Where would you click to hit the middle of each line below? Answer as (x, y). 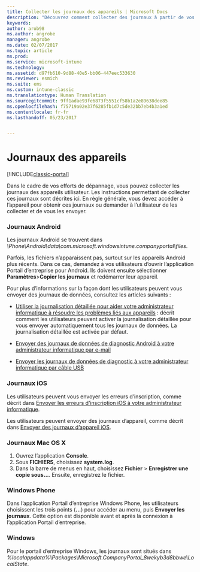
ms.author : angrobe (31, 34)
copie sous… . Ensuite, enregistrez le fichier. (70, 475)
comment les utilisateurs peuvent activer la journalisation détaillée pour (103, 319)
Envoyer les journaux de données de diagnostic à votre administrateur (102, 361)
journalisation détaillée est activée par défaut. (72, 332)
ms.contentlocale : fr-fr (38, 112)
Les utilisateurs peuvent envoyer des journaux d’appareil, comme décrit (95, 420)
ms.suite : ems (25, 84)
